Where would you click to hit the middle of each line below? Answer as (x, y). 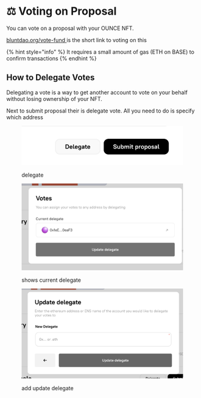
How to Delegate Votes (51, 78)
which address (25, 117)
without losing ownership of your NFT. (54, 98)
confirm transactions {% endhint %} (51, 58)
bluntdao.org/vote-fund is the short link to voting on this (77, 40)
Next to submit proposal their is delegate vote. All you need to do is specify (100, 111)
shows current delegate (51, 280)
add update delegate (48, 388)
